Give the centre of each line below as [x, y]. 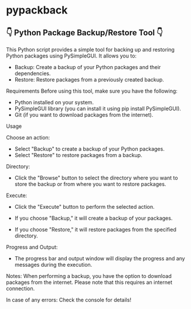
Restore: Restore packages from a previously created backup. [89, 79]
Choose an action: [28, 137]
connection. [21, 288]
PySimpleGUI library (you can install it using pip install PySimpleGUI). [98, 108]
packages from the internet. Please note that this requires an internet [89, 282]
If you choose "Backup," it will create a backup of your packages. [93, 218]
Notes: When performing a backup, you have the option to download [89, 276]
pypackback [37, 10]
